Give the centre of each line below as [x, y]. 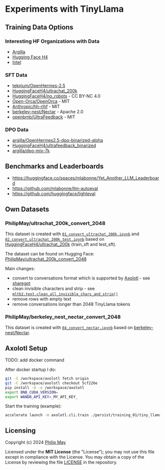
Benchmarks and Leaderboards [55, 166]
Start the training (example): [33, 406]
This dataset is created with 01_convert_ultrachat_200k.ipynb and [72, 234]
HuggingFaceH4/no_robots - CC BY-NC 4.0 [56, 96]
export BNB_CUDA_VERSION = [31, 392]
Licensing [20, 430]
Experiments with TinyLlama [65, 9]
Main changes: [20, 268]
